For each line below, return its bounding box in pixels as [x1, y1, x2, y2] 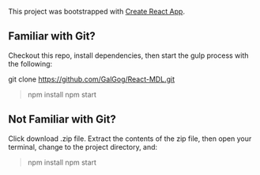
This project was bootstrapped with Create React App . [8, 7, 186, 16]
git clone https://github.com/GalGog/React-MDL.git [8, 74, 175, 84]
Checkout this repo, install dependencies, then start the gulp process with [8, 51, 249, 60]
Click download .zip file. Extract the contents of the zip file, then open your [8, 134, 252, 143]
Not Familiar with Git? [8, 112, 116, 126]
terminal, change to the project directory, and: [8, 142, 158, 151]
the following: [8, 59, 53, 68]
